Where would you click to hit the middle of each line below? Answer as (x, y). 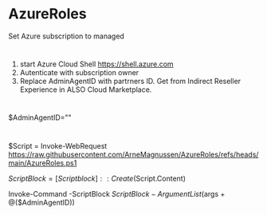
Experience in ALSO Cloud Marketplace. (86, 90)
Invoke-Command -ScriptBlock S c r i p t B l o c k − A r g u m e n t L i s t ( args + (117, 193)
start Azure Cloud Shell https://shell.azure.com (96, 64)
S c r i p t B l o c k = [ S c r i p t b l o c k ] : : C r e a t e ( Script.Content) (97, 178)
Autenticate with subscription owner (79, 73)
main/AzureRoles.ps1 (43, 163)
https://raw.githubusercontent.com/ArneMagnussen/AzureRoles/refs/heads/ (133, 154)
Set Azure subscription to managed (67, 36)
